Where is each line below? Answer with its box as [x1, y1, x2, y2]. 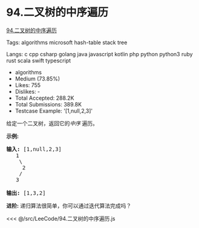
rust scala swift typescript [6, 57, 71, 64]
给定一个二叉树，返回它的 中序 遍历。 [6, 119, 98, 127]
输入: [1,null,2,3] [6, 146, 62, 152]
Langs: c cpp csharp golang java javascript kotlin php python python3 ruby [6, 50, 193, 57]
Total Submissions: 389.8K [15, 100, 82, 108]
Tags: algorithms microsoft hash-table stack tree [6, 39, 128, 46]
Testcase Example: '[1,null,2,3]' [15, 107, 93, 114]
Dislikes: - [15, 88, 41, 95]
